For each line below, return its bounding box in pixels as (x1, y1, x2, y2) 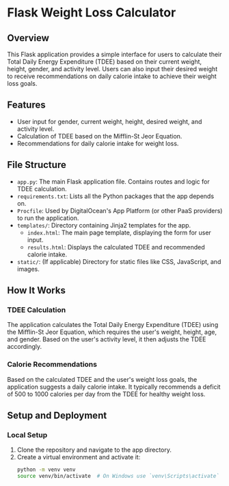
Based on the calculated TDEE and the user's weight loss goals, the (7, 375, 198, 383)
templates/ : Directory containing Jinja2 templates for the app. (16, 221, 191, 229)
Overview (7, 32, 50, 44)
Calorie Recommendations (7, 360, 98, 369)
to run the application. (16, 214, 79, 222)
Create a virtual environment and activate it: (16, 453, 141, 461)
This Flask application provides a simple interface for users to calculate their (7, 50, 222, 58)
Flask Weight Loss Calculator (7, 5, 176, 21)
